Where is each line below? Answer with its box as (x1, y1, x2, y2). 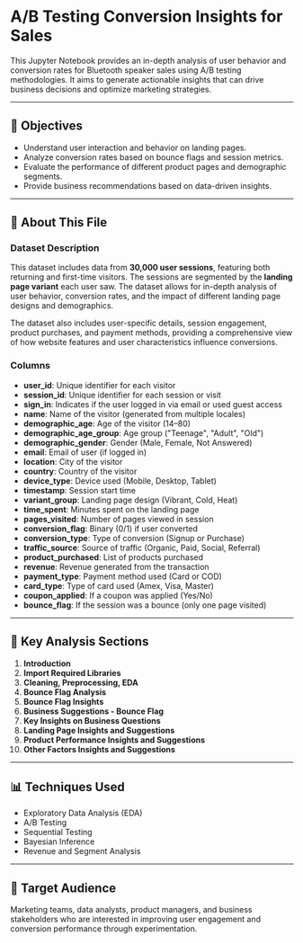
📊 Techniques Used (10, 779, 125, 795)
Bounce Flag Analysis (22, 686, 107, 698)
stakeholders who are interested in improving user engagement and (10, 914, 262, 925)
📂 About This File (10, 215, 108, 230)
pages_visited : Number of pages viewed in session (22, 513, 214, 524)
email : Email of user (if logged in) (22, 447, 147, 458)
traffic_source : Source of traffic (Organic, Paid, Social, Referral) (22, 542, 261, 553)
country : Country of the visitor (22, 466, 138, 476)
